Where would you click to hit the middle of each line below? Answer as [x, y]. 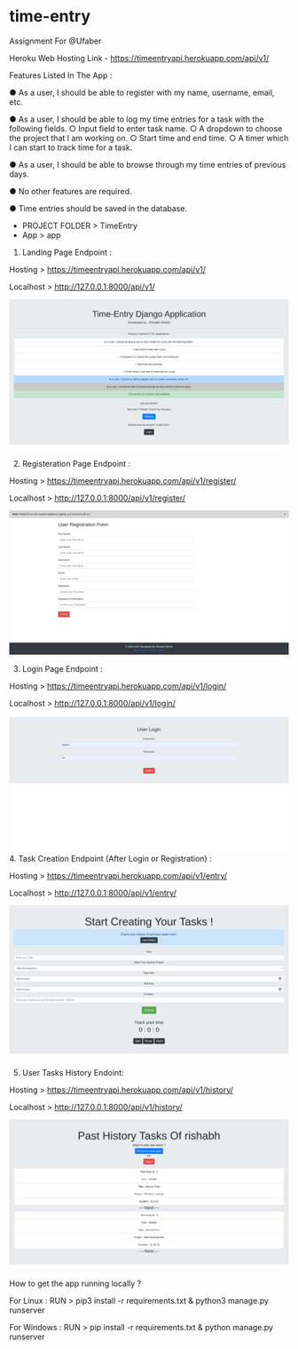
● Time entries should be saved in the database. [98, 208]
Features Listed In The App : [61, 75]
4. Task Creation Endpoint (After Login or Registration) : [110, 859]
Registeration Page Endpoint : [76, 463]
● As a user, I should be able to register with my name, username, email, [142, 92]
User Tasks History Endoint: [73, 1072]
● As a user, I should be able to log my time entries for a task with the [137, 119]
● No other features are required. [71, 191]
